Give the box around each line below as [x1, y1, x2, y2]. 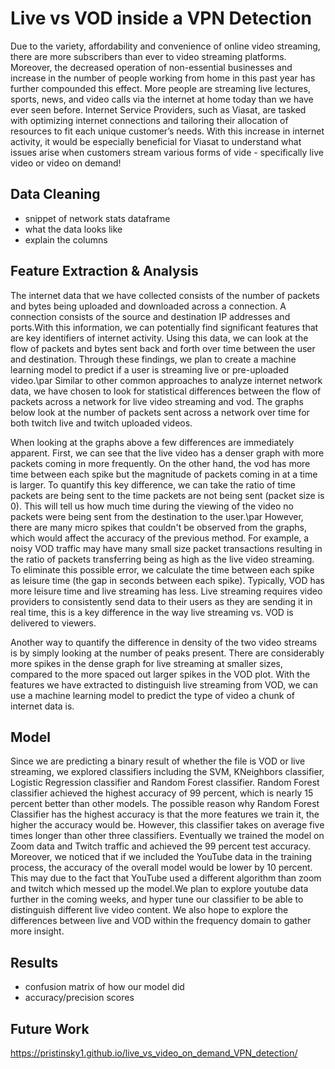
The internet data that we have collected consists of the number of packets [10, 289, 320, 301]
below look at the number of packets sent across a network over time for [10, 406, 310, 418]
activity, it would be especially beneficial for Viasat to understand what [10, 135, 302, 147]
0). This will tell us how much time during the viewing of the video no [10, 500, 295, 512]
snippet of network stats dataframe [24, 212, 171, 224]
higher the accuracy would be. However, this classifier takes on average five [10, 819, 325, 831]
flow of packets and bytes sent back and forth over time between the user [10, 342, 316, 354]
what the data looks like [24, 223, 123, 235]
